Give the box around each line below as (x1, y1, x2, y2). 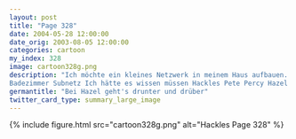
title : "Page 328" (9, 21, 77, 30)
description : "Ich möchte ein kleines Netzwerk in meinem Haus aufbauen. (9, 71, 289, 80)
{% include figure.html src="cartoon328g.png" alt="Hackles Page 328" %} (9, 120, 284, 130)
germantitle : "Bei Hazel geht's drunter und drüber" (9, 87, 209, 96)
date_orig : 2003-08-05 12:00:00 (9, 37, 129, 47)
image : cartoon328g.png (9, 63, 98, 72)
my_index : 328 (9, 54, 62, 63)
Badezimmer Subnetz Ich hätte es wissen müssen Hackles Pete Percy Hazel (9, 79, 289, 88)
